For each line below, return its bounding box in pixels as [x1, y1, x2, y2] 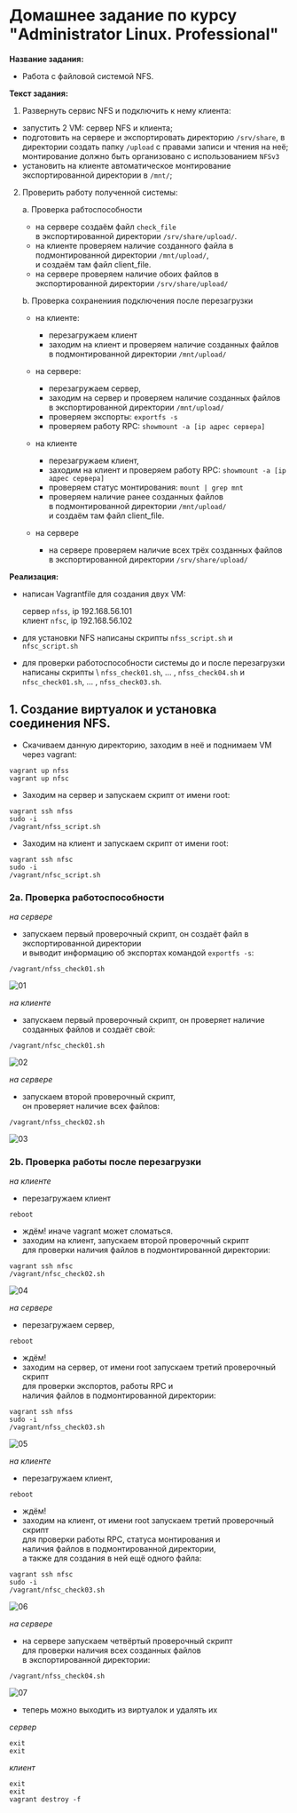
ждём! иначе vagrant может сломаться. [21, 1226, 174, 1236]
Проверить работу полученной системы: [21, 187, 178, 197]
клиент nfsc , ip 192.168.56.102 [21, 615, 133, 626]
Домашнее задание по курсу [9, 5, 238, 26]
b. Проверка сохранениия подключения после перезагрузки [21, 295, 254, 306]
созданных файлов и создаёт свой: [21, 1024, 156, 1035]
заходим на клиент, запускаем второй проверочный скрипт [21, 1235, 250, 1246]
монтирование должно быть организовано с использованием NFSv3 [21, 150, 280, 161]
